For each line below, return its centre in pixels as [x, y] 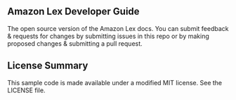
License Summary [48, 66]
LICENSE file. [26, 90]
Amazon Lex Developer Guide [73, 12]
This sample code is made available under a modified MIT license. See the [115, 82]
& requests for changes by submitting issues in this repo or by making [108, 36]
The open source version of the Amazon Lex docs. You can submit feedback [118, 28]
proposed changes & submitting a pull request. [75, 43]
